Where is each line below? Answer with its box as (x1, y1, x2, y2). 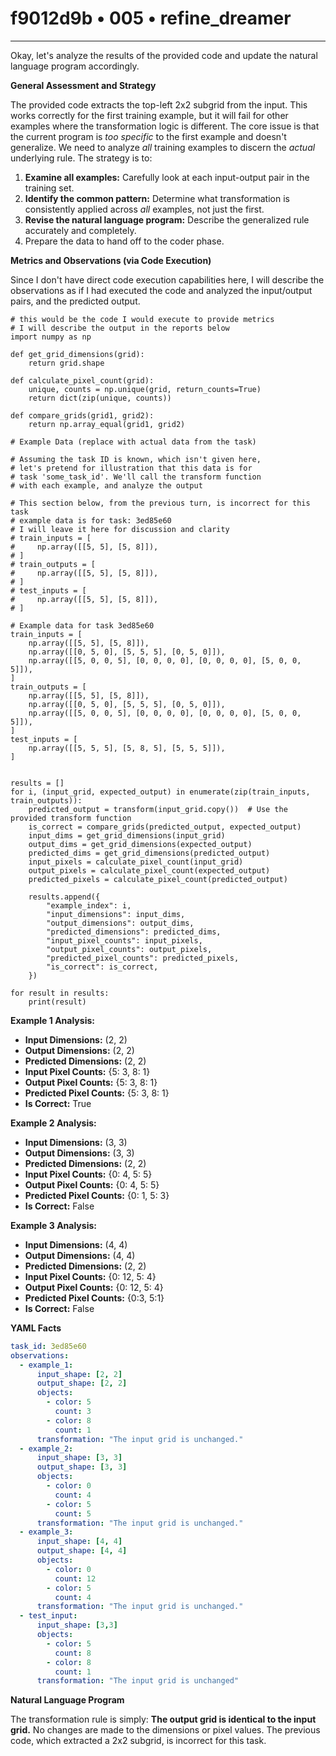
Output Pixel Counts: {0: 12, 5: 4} (24, 1281, 164, 1293)
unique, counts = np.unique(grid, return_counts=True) (28, 384, 262, 394)
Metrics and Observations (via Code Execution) (10, 254, 212, 266)
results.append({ (28, 892, 101, 902)
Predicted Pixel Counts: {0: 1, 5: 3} (24, 1189, 170, 1201)
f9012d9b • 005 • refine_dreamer (10, 7, 292, 30)
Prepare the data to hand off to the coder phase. (24, 235, 225, 247)
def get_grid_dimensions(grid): (10, 349, 145, 359)
